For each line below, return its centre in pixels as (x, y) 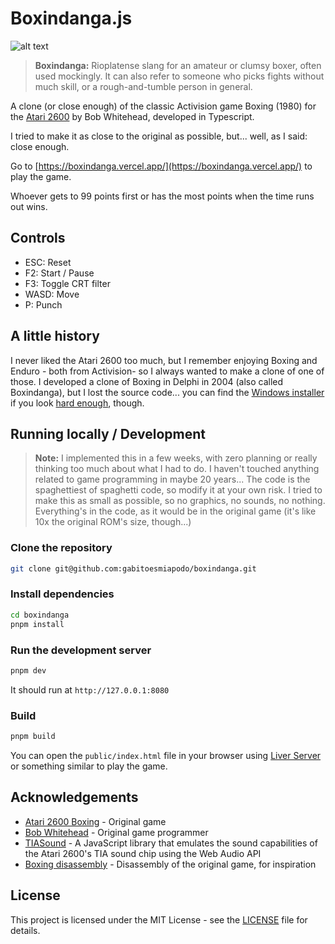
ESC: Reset (48, 262)
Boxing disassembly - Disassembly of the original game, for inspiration (170, 864)
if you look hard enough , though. (77, 403)
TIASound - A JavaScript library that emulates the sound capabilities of (171, 843)
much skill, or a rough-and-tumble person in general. (143, 86)
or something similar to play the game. (89, 766)
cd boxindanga (40, 615)
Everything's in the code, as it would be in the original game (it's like (175, 511)
